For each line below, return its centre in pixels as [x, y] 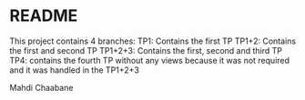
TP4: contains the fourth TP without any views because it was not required [149, 60]
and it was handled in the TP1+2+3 [74, 70]
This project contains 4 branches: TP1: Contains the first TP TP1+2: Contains [153, 41]
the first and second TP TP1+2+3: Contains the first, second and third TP [146, 50]
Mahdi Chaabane [41, 87]
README [44, 16]
